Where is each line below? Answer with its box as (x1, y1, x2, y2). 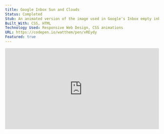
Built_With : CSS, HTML (5, 21, 51, 26)
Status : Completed (5, 12, 42, 17)
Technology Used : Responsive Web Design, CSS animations (5, 25, 123, 30)
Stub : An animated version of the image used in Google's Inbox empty (5, 16, 152, 21)
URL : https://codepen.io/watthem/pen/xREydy (5, 30, 97, 35)
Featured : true (5, 35, 36, 40)
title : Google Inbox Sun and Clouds (5, 7, 80, 12)
